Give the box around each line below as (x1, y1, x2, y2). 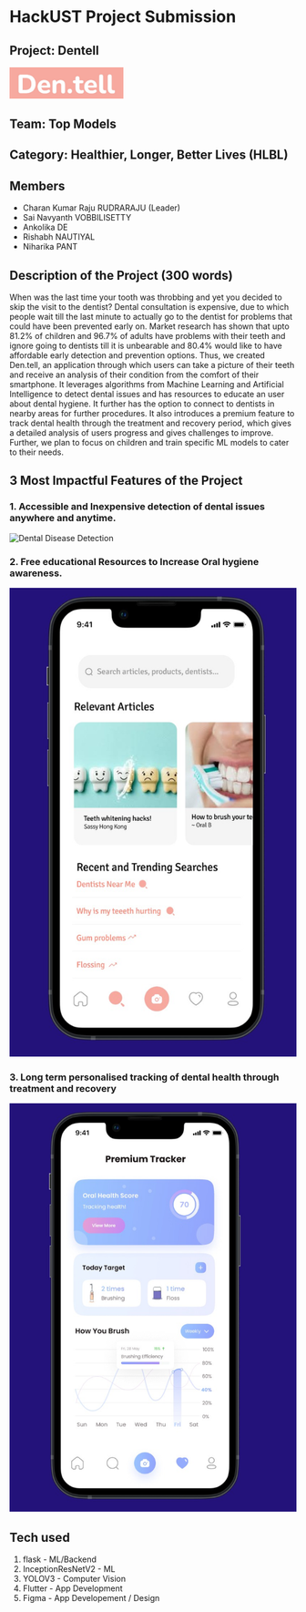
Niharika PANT (22, 241, 78, 252)
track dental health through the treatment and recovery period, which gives (9, 417, 291, 429)
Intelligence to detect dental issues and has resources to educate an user (9, 389, 285, 400)
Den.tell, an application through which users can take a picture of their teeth (9, 360, 295, 371)
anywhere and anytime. (9, 512, 117, 525)
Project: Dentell (9, 43, 99, 58)
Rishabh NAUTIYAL (22, 231, 96, 242)
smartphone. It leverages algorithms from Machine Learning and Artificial (9, 379, 284, 390)
